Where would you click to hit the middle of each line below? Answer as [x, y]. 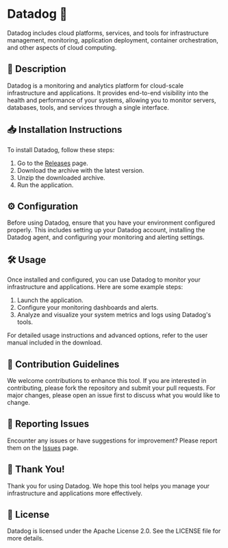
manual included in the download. [55, 342]
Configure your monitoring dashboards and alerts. [88, 308]
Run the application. [45, 185]
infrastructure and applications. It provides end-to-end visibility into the [108, 92]
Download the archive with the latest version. [81, 170]
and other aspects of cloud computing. [62, 47]
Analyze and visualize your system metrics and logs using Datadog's [114, 315]
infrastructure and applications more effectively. [75, 493]
